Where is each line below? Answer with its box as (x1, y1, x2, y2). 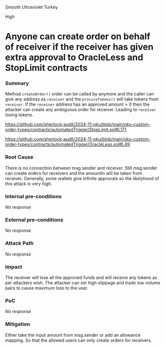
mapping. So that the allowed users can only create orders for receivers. (5, 337, 152, 343)
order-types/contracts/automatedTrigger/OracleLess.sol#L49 (5, 141, 130, 147)
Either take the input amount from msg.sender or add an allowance (5, 332, 141, 338)
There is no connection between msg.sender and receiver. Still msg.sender (5, 165, 158, 171)
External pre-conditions (5, 217, 64, 223)
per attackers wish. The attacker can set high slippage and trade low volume (5, 280, 161, 285)
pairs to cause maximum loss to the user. (5, 285, 89, 291)
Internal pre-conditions (5, 193, 62, 200)
